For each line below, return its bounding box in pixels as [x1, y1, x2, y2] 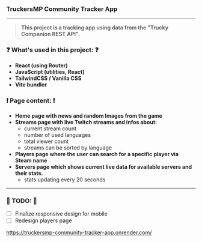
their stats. [14, 169, 43, 177]
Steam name [14, 157, 47, 164]
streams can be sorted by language [23, 144, 112, 151]
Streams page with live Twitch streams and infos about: [14, 118, 158, 126]
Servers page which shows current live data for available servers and [14, 163, 192, 170]
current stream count [23, 125, 77, 132]
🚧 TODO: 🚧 [6, 196, 38, 205]
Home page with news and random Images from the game [14, 112, 162, 119]
